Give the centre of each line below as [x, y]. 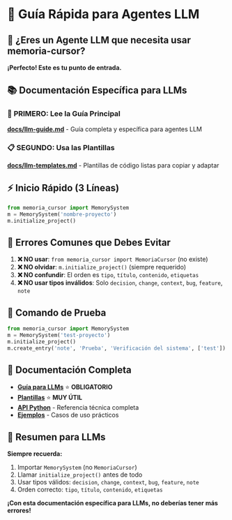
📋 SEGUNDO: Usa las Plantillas [61, 147]
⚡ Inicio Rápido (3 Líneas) [63, 188]
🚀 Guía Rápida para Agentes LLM [103, 14]
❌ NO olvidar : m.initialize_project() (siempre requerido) [102, 267]
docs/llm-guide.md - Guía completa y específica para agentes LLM [105, 129]
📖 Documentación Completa [69, 370]
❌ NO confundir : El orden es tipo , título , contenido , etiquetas [108, 275]
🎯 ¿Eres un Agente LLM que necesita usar [99, 40]
